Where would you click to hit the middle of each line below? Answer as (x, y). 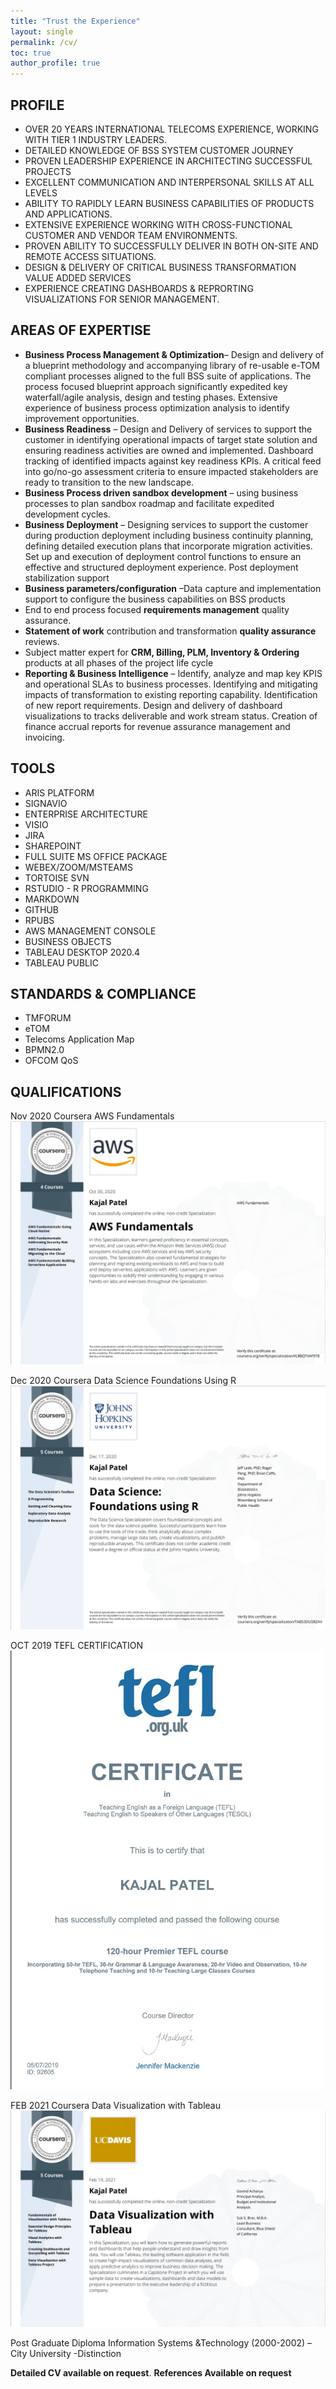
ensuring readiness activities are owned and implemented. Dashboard (169, 450)
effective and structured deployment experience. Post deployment (161, 567)
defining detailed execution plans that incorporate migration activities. (168, 546)
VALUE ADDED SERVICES (78, 277)
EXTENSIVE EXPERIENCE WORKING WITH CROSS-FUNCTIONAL (158, 224)
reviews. (42, 641)
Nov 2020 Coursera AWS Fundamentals (92, 1116)
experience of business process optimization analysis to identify (157, 407)
